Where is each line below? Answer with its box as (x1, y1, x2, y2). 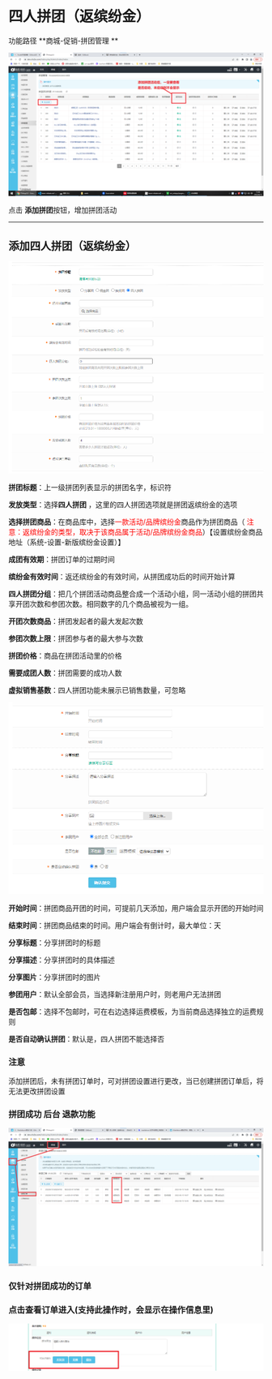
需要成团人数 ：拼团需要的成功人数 (8, 668, 122, 677)
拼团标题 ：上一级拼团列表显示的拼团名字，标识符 (8, 482, 172, 492)
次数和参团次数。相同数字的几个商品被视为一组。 (29, 599, 193, 608)
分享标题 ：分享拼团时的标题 (8, 938, 101, 947)
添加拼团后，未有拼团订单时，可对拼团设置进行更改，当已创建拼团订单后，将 (8, 1076, 264, 1085)
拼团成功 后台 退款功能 (8, 1108, 96, 1119)
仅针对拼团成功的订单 (8, 1280, 91, 1291)
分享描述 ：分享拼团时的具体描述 (8, 955, 115, 964)
